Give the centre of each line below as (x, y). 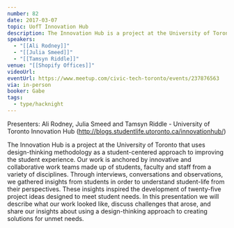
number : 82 (23, 14)
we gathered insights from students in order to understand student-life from (116, 181)
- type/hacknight (39, 104)
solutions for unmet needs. (46, 218)
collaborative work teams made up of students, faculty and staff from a (109, 167)
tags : (15, 98)
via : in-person (29, 85)
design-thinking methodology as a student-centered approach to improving (116, 152)
